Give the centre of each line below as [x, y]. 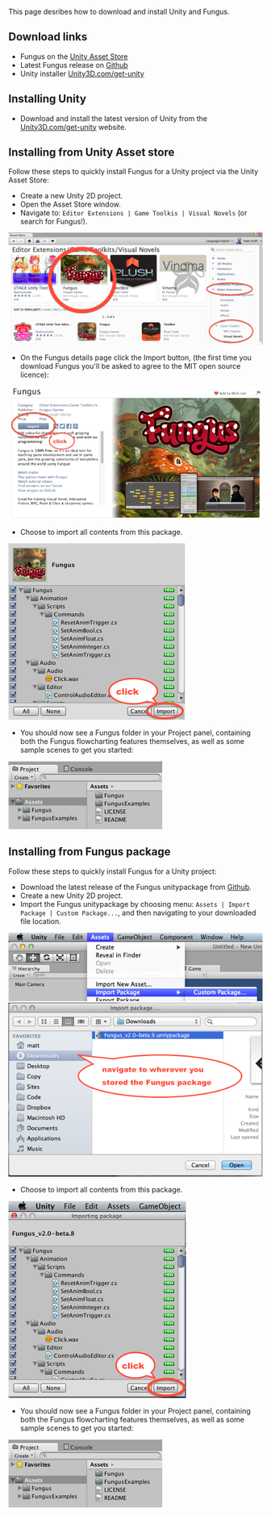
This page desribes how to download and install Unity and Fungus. [119, 12]
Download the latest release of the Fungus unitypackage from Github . [135, 887]
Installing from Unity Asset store [92, 152]
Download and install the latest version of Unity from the [114, 118]
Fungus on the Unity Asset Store [74, 56]
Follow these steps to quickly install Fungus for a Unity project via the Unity [133, 172]
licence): [35, 375]
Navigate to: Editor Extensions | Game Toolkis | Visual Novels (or [133, 213]
